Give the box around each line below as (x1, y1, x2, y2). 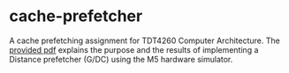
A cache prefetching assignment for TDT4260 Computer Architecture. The (9, 35, 280, 46)
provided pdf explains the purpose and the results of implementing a (9, 44, 259, 55)
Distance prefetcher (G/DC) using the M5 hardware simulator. (9, 54, 233, 64)
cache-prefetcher (9, 6, 143, 26)
